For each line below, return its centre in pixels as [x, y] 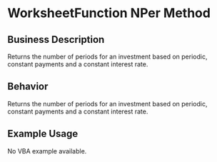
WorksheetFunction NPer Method [109, 13]
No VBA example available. [47, 151]
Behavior [28, 87]
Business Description [56, 40]
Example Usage [43, 134]
